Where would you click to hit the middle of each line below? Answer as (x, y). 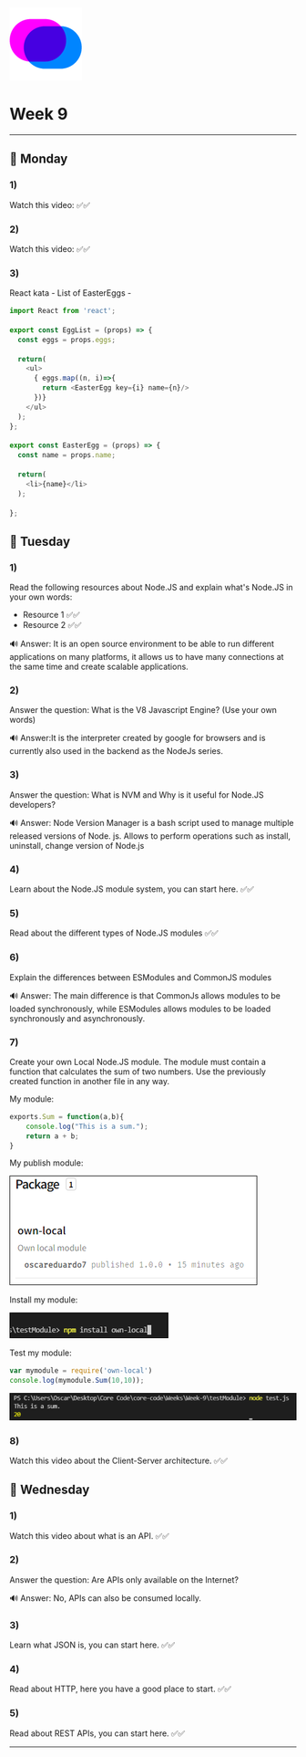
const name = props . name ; (67, 455)
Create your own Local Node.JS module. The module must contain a (138, 1062)
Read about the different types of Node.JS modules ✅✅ (114, 933)
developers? (33, 804)
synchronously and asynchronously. (77, 1018)
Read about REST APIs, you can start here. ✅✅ (97, 1733)
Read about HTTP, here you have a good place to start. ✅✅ (121, 1689)
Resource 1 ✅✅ (51, 615)
